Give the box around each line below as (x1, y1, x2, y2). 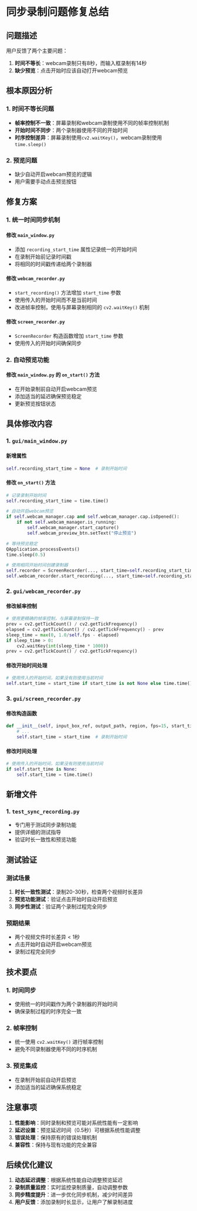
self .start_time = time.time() (16, 772, 93, 778)
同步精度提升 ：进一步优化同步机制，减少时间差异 (14, 1191, 133, 1198)
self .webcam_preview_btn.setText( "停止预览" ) (27, 530, 137, 536)
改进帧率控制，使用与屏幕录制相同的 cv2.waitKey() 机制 (14, 303, 150, 311)
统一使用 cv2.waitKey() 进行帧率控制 (14, 1039, 104, 1046)
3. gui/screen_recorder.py (6, 694, 81, 703)
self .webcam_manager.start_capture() (27, 525, 119, 531)
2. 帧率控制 (6, 1024, 38, 1032)
